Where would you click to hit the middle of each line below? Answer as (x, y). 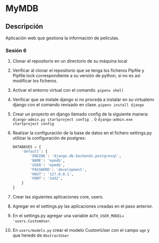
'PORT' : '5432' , (47, 178)
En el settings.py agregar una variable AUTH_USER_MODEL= (68, 216)
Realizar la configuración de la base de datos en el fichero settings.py (82, 133)
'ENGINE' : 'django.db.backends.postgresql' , (76, 156)
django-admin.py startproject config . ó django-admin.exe (72, 119)
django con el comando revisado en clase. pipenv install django (78, 105)
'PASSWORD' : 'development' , (58, 170)
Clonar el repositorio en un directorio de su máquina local (70, 61)
